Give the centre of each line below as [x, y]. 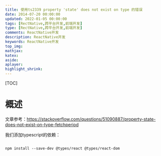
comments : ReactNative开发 [32, 32]
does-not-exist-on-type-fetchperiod [42, 125]
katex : [12, 55]
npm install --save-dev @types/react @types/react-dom [63, 148]
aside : [12, 60]
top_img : [14, 46]
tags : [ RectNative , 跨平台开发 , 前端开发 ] [44, 23]
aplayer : [14, 64]
